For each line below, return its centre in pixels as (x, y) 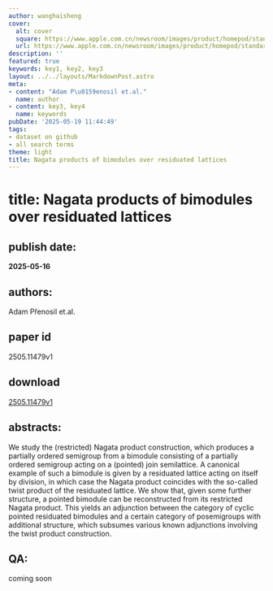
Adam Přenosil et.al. (42, 312)
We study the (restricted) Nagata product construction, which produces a (131, 447)
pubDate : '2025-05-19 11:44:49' (63, 122)
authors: (30, 292)
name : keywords (41, 115)
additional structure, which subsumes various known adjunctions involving (133, 524)
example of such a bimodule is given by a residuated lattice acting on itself (133, 473)
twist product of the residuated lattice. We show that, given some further (130, 490)
